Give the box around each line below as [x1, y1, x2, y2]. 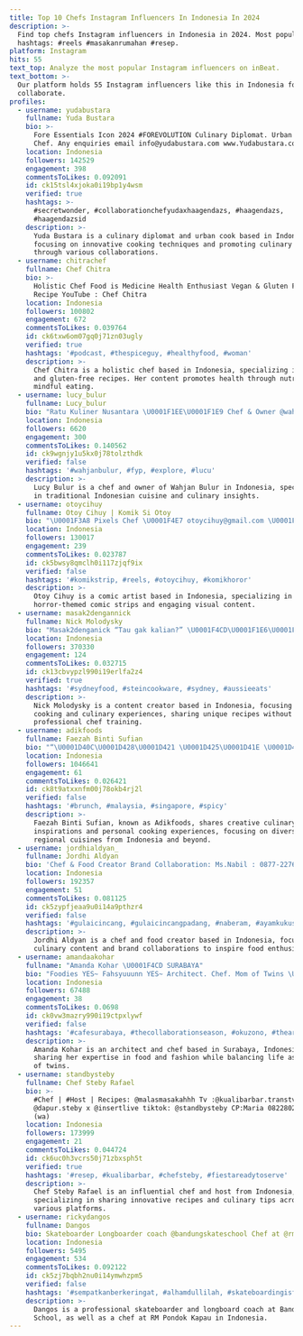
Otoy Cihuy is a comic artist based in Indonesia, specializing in [32, 592, 293, 601]
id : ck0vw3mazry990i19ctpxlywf [25, 1011, 143, 1020]
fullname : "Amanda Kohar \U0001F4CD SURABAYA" [25, 961, 204, 970]
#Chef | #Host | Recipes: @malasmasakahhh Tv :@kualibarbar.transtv [32, 1095, 297, 1104]
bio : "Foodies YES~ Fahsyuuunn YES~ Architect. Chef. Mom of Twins [25, 969, 284, 979]
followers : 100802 [25, 307, 95, 316]
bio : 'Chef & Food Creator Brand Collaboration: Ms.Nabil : [25, 861, 256, 870]
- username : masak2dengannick [17, 609, 131, 618]
